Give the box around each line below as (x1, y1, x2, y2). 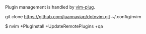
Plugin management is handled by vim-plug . (5, 4, 95, 10)
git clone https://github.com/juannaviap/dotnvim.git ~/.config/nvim (5, 14, 142, 19)
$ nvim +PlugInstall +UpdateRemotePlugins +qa (5, 23, 103, 29)
